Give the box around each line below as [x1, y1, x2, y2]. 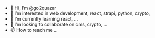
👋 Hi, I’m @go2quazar [10, 5, 56, 11]
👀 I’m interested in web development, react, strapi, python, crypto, [10, 10, 150, 16]
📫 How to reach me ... [10, 27, 58, 33]
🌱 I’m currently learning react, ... [10, 16, 79, 22]
